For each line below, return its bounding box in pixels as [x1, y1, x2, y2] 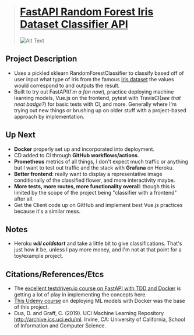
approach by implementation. [13, 113, 85, 120]
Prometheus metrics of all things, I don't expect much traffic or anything [13, 158, 189, 165]
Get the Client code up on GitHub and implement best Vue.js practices [13, 201, 183, 208]
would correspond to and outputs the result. [13, 82, 120, 89]
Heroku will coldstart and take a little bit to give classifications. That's [13, 240, 182, 247]
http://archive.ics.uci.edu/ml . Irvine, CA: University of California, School [13, 316, 186, 323]
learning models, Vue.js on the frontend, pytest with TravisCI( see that [13, 94, 181, 101]
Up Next [5, 130, 36, 140]
